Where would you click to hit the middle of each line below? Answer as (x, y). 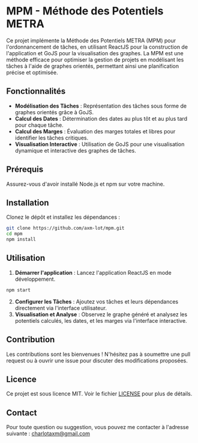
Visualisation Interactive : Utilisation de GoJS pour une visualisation (100, 144)
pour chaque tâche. (39, 125)
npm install (21, 240)
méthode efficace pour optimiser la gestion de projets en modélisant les (95, 60)
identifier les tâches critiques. (52, 138)
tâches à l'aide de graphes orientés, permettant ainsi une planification (93, 66)
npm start (19, 290)
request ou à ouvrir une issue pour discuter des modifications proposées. (97, 360)
